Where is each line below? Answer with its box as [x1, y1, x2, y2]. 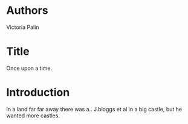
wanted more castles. [6, 112, 60, 119]
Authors [6, 4, 48, 17]
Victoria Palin [6, 23, 39, 31]
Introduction [6, 85, 70, 99]
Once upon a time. [6, 64, 53, 72]
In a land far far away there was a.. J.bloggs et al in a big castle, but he [6, 105, 183, 113]
